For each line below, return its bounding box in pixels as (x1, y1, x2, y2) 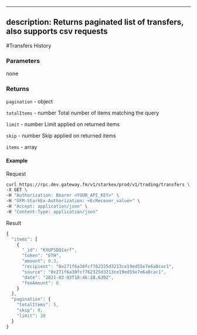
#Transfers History (6, 42, 52, 49)
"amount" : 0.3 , (21, 258, 59, 264)
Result (6, 219, 22, 226)
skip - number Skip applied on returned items (6, 132, 116, 139)
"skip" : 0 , (16, 307, 43, 313)
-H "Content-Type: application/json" (6, 209, 98, 215)
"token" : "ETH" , (21, 253, 62, 259)
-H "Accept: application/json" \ (6, 203, 88, 209)
